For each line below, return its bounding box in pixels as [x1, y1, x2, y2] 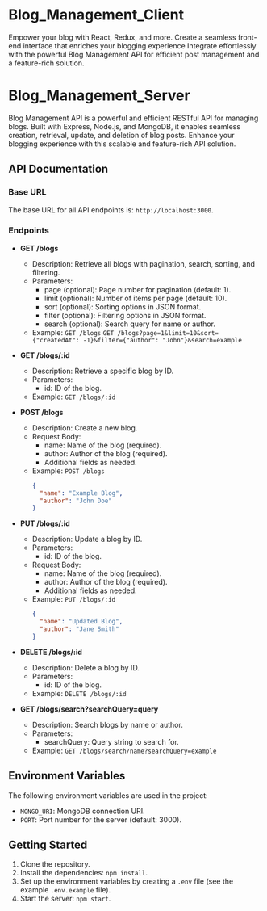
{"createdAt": [31, 336, 80, 344]
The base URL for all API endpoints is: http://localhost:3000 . [8, 204, 214, 215]
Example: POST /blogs [31, 466, 105, 476]
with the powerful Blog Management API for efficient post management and [8, 49, 260, 59]
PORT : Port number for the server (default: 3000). [19, 814, 181, 825]
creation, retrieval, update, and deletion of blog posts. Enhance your [8, 130, 235, 140]
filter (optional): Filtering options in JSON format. [44, 310, 207, 320]
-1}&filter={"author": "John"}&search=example [82, 336, 242, 344]
